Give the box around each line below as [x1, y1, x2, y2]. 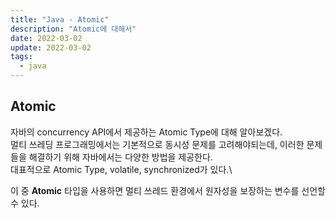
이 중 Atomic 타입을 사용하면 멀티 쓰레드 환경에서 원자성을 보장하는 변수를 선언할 [10, 184, 326, 196]
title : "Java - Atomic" [10, 14, 110, 25]
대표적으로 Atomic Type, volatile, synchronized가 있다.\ [10, 163, 233, 175]
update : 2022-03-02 [10, 42, 92, 53]
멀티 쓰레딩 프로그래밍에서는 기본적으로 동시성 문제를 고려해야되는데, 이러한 [10, 138, 305, 150]
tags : [10, 52, 33, 62]
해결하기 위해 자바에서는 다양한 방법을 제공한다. [28, 151, 213, 163]
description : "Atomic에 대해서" [10, 24, 137, 34]
